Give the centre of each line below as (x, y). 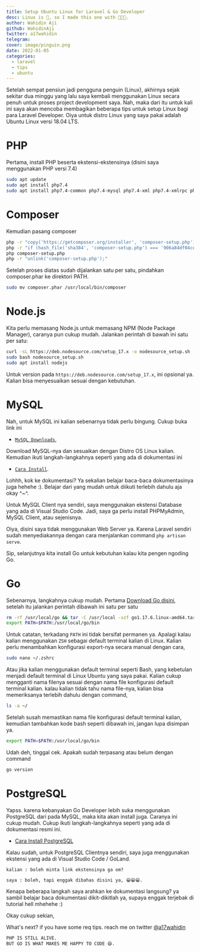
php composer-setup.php (36, 253)
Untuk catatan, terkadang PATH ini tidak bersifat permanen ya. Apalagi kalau (99, 635)
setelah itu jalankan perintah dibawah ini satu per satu (72, 607)
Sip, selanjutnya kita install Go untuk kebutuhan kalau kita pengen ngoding (97, 553)
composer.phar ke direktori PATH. (48, 277)
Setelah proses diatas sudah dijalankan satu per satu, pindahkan (85, 270)
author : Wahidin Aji (32, 23)
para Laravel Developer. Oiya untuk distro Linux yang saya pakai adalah (94, 115)
